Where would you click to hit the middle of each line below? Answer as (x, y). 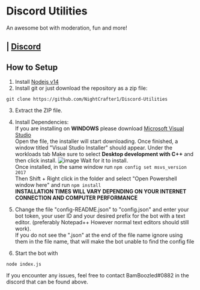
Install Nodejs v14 (37, 82)
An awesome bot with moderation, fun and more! (67, 28)
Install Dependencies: (42, 122)
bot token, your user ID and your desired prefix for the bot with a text (100, 216)
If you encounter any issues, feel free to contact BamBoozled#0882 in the (98, 276)
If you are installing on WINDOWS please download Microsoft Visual (99, 128)
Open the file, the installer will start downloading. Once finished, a (96, 141)
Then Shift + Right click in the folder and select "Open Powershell (96, 178)
